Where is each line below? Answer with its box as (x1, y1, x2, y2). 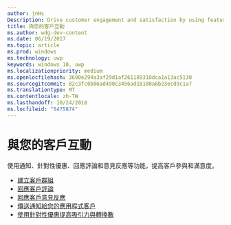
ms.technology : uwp (7, 55, 63, 62)
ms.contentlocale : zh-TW (7, 93, 78, 100)
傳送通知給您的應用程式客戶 (16, 202, 96, 210)
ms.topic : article (7, 42, 60, 49)
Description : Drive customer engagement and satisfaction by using (7, 16, 205, 23)
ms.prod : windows (7, 49, 57, 56)
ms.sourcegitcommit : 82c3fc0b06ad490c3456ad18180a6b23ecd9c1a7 (7, 80, 192, 87)
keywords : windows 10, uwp (7, 61, 85, 68)
